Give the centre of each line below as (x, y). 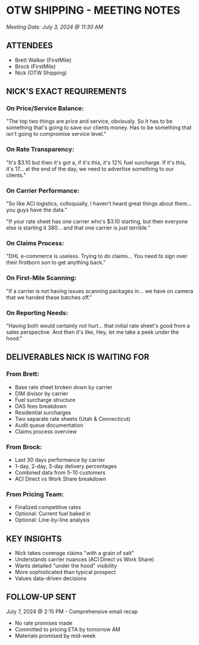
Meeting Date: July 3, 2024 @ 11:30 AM (55, 27)
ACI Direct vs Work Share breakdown (60, 479)
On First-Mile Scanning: (41, 278)
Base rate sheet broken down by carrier (63, 387)
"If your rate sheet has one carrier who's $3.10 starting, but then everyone (97, 222)
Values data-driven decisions (51, 578)
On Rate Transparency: (40, 150)
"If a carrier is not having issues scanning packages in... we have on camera (100, 291)
